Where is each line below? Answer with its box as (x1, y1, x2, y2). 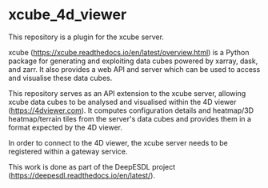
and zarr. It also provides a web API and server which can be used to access (8, 64, 261, 74)
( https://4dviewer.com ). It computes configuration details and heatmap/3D (8, 106, 254, 115)
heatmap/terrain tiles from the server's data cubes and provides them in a (8, 114, 252, 123)
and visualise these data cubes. (8, 73, 113, 82)
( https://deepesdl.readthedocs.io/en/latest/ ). (8, 170, 156, 180)
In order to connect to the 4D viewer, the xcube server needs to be (8, 138, 228, 147)
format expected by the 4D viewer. (8, 122, 122, 132)
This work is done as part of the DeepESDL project (8, 162, 176, 171)
